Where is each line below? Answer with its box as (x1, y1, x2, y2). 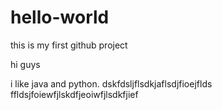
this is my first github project (10, 39, 128, 51)
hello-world (10, 6, 110, 29)
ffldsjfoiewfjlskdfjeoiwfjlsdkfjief (10, 88, 139, 100)
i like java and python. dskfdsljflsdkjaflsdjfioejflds (10, 77, 213, 90)
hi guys (10, 58, 41, 70)
